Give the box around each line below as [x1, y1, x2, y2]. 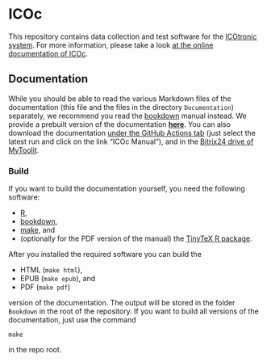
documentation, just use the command [8, 315, 136, 325]
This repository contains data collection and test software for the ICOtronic [8, 32, 257, 41]
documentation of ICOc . [8, 48, 89, 58]
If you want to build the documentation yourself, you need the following [8, 183, 245, 194]
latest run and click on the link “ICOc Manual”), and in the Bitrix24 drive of [8, 137, 254, 146]
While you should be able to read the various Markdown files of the [8, 94, 232, 103]
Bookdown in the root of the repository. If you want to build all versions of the [8, 306, 260, 316]
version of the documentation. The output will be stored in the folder [8, 298, 236, 308]
